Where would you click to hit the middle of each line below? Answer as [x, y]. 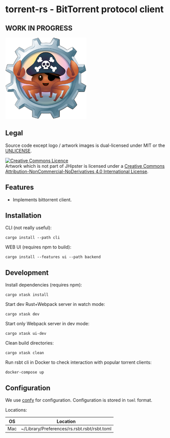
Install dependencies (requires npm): [44, 285]
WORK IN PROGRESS [39, 28]
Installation [23, 216]
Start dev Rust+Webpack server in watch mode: [55, 304]
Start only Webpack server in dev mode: [47, 324]
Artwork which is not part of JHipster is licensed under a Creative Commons [85, 166]
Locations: [16, 410]
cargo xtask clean [25, 353]
